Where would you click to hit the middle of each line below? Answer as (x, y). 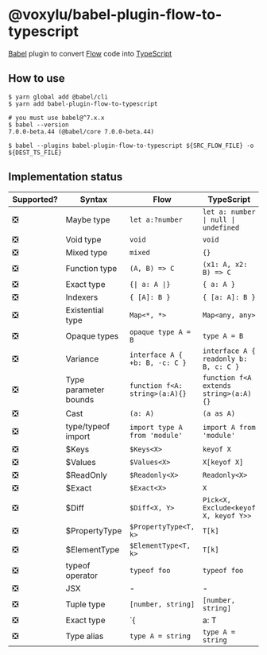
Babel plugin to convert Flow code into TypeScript (90, 53)
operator (81, 576)
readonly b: (225, 359)
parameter (85, 390)
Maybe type (88, 219)
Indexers (82, 297)
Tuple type (85, 604)
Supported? (35, 199)
